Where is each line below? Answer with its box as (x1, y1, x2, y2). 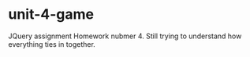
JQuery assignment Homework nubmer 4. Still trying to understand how (8, 31, 242, 41)
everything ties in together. (8, 39, 96, 48)
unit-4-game (8, 5, 95, 23)
